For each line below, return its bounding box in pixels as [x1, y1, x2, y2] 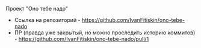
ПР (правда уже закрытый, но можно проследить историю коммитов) [14, 29, 196, 36]
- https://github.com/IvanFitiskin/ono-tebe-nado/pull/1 [14, 36, 149, 42]
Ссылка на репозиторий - [14, 17, 81, 23]
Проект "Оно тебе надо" [5, 5, 69, 12]
